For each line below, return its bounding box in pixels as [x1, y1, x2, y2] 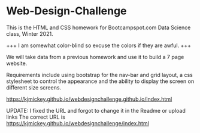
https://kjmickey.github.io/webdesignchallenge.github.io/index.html [6, 95, 172, 103]
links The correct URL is [6, 113, 66, 120]
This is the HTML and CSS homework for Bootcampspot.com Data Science [6, 24, 191, 31]
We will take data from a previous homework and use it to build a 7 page [6, 53, 184, 60]
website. [6, 60, 28, 67]
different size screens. [6, 83, 62, 91]
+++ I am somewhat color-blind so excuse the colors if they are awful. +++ [6, 42, 192, 49]
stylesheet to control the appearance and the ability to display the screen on [6, 78, 195, 85]
